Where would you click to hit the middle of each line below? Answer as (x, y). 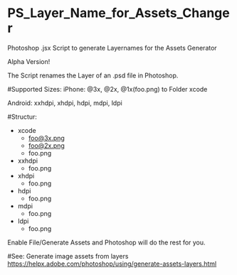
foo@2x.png (47, 145)
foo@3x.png (47, 138)
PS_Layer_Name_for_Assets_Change (118, 13)
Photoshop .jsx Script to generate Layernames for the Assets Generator (112, 48)
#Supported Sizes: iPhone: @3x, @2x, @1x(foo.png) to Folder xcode (107, 89)
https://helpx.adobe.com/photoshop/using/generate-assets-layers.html (112, 264)
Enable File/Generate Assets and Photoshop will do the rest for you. (106, 242)
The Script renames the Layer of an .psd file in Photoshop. (93, 75)
